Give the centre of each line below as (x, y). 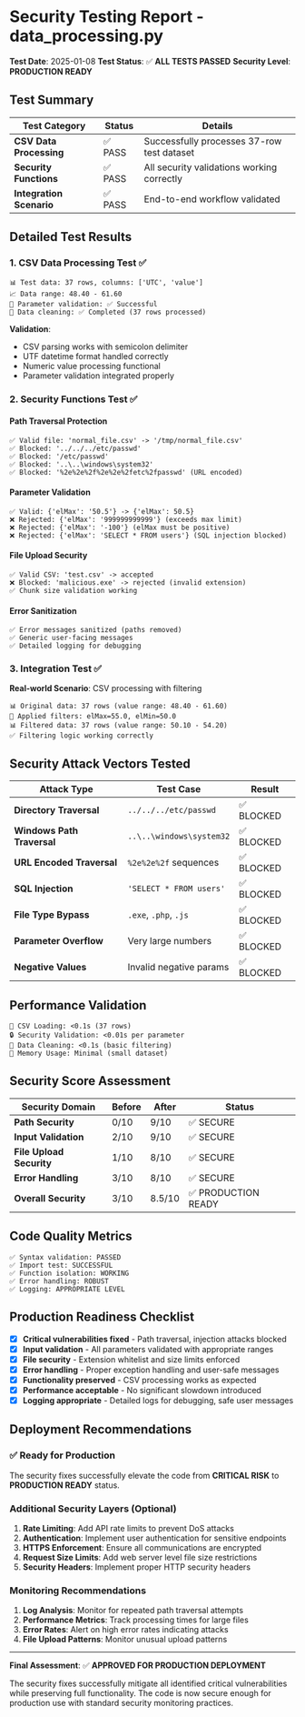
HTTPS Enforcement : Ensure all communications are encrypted (142, 1547)
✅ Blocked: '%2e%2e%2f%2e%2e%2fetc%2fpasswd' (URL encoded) (126, 472)
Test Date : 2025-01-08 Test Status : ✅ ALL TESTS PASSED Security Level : (150, 61)
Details (217, 126)
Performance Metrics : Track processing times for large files (136, 1620)
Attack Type (66, 789)
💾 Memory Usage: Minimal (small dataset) (89, 1054)
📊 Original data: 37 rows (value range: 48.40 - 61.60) (119, 707)
